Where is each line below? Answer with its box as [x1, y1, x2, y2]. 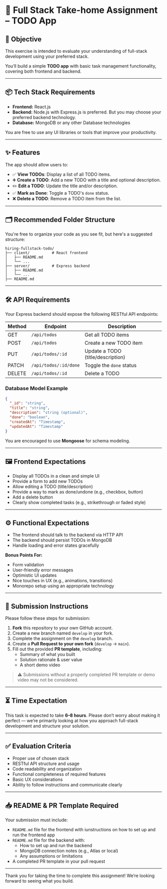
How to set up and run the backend [19, 843, 92, 849]
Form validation [12, 562, 45, 568]
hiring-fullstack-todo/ [5, 246, 55, 251]
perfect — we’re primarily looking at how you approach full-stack [5, 717, 139, 724]
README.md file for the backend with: [12, 837, 85, 843]
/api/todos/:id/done [31, 363, 80, 368]
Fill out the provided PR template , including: [12, 646, 103, 652]
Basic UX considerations [12, 776, 63, 782]
